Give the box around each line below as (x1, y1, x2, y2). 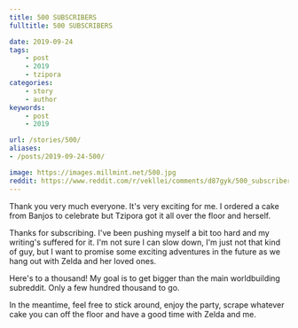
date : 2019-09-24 (9, 37, 74, 46)
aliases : (9, 144, 42, 153)
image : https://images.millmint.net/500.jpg (9, 168, 176, 177)
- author (25, 95, 58, 104)
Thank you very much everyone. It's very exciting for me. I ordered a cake (9, 200, 279, 211)
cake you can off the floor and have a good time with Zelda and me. (9, 308, 257, 319)
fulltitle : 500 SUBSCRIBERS (9, 21, 114, 30)
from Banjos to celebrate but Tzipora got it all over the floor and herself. (9, 210, 271, 221)
